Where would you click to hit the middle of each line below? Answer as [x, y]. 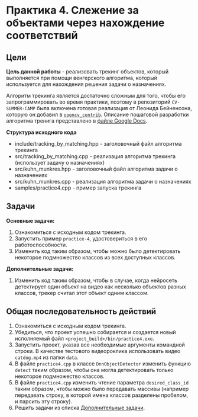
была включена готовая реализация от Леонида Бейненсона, [114, 108]
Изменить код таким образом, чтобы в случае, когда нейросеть [96, 280]
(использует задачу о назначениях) [60, 163]
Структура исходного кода [41, 132]
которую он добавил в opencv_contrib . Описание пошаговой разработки [98, 114]
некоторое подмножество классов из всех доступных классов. [95, 257]
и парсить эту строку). [43, 401]
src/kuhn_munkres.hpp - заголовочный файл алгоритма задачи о [96, 169]
